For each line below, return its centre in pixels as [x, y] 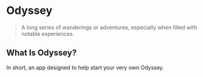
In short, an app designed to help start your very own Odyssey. [85, 67]
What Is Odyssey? [42, 53]
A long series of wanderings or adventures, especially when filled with [109, 27]
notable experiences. [48, 33]
